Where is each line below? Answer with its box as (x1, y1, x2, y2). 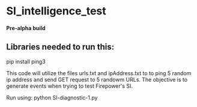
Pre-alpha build (6, 24, 46, 31)
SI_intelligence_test (6, 4, 106, 18)
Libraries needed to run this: (6, 42, 115, 52)
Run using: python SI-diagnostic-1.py (6, 94, 98, 101)
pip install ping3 (6, 58, 46, 65)
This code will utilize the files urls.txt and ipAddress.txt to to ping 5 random (6, 69, 192, 76)
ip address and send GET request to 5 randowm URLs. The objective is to (6, 76, 188, 83)
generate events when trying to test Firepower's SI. (6, 82, 133, 90)
